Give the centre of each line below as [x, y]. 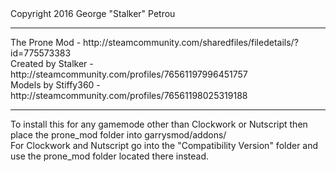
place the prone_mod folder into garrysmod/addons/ [118, 135]
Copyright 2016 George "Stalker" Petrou [93, 13]
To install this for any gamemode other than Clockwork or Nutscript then [159, 124]
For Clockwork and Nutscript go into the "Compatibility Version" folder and [164, 145]
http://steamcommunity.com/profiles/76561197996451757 [129, 74]
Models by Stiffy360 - [55, 85]
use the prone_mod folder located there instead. [110, 156]
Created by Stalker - [52, 63]
